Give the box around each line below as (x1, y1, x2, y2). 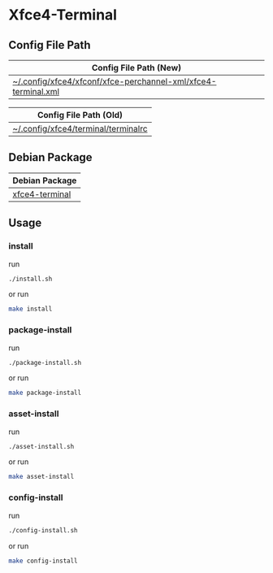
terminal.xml (12, 86, 59, 97)
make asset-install (8, 473, 75, 481)
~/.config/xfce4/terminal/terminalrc (12, 124, 148, 134)
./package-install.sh (8, 358, 82, 367)
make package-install (8, 389, 82, 397)
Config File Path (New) (92, 63, 181, 73)
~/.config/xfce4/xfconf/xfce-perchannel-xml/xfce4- (12, 76, 217, 87)
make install (8, 305, 53, 314)
